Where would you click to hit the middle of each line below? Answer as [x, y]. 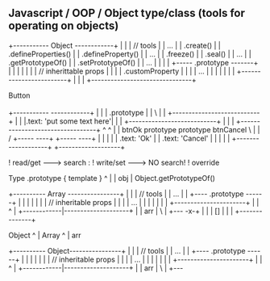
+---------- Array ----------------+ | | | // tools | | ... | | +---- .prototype [126, 194]
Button [19, 95]
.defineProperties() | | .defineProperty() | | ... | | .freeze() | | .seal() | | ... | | [130, 54]
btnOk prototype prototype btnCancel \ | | [191, 129]
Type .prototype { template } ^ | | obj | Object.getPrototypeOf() [112, 178]
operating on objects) [64, 26]
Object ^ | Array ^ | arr [45, 235]
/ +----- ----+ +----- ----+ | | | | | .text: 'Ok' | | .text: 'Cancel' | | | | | [119, 138]
